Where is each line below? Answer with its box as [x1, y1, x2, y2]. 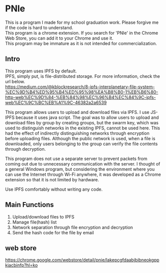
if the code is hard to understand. [5, 24, 73, 30]
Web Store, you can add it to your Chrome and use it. [5, 35, 113, 41]
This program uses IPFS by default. [5, 68, 77, 74]
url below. [5, 78, 25, 84]
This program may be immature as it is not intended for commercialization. [5, 40, 157, 46]
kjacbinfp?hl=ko [5, 262, 38, 268]
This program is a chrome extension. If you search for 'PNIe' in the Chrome [5, 30, 159, 36]
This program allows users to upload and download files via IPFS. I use [5, 109, 150, 115]
